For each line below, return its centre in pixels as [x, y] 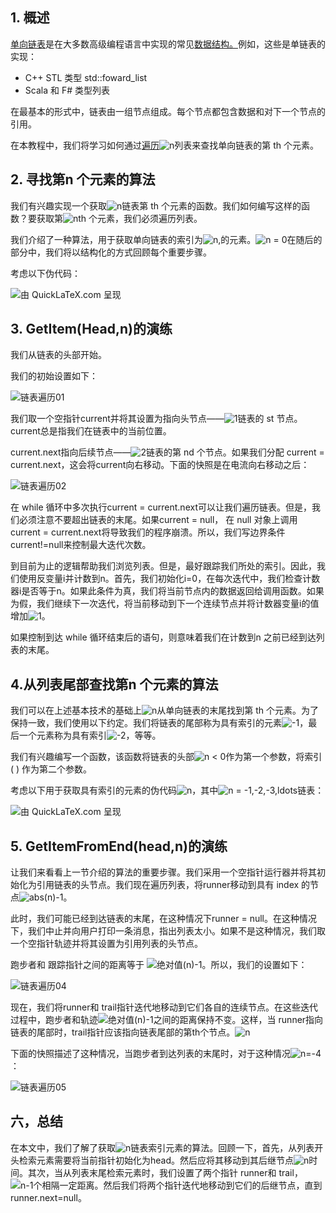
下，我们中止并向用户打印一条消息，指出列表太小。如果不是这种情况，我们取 [168, 931]
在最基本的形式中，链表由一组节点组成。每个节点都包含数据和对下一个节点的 [168, 111]
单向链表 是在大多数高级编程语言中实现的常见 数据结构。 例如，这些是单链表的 [168, 44]
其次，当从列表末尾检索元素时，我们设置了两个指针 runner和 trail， [165, 1172]
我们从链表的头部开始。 [58, 355]
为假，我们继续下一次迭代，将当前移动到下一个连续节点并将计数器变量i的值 [165, 604]
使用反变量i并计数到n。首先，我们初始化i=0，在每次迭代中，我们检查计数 [169, 579]
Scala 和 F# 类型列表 [67, 90]
